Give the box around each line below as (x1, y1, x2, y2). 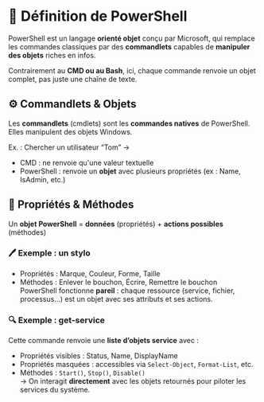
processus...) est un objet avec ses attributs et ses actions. (19, 294, 213, 303)
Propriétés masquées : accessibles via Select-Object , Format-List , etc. (19, 360, 254, 369)
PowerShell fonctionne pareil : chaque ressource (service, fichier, (19, 286, 235, 295)
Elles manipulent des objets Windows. (8, 127, 133, 136)
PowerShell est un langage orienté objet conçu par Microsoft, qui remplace (8, 33, 256, 43)
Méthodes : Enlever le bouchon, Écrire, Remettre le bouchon (19, 277, 218, 287)
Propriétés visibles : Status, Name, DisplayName (19, 351, 178, 361)
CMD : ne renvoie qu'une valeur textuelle (19, 158, 154, 167)
